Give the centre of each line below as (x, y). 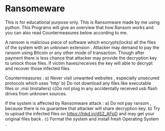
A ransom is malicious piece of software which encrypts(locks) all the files (81, 42)
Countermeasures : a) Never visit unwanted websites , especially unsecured (82, 78)
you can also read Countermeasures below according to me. (66, 33)
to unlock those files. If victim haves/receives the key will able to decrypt (79, 63)
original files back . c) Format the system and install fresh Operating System (82, 119)
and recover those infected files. (38, 68)
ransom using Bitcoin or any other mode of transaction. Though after (75, 53)
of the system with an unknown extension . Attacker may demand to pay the (82, 47)
